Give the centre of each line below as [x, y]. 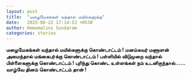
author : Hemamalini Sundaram [42, 28]
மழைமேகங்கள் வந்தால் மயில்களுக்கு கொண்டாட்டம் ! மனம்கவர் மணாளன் [88, 50]
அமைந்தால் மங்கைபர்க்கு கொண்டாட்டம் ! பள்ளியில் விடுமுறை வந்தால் [84, 57]
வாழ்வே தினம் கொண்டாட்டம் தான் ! [46, 70]
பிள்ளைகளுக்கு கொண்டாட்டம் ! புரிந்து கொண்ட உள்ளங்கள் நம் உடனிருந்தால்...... [96, 63]
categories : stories [31, 33]
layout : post [22, 11]
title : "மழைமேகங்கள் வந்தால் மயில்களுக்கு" [56, 17]
